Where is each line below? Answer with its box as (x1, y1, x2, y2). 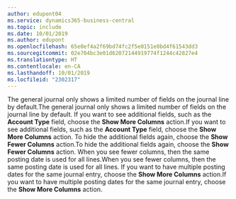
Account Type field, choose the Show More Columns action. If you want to (7, 118, 226, 126)
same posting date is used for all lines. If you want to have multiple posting (7, 163, 225, 171)
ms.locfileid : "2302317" (7, 76, 81, 83)
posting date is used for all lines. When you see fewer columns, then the (7, 155, 216, 164)
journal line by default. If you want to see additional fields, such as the (7, 110, 212, 119)
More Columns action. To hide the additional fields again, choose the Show (7, 133, 228, 141)
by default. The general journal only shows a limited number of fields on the (7, 103, 227, 111)
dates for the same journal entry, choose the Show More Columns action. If (7, 170, 227, 179)
